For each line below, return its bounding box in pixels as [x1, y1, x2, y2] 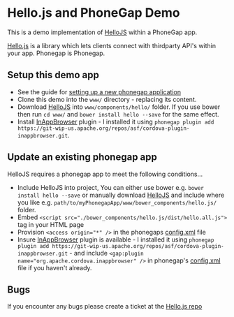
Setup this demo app [7, 69, 99, 81]
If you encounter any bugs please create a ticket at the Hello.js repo [7, 302, 203, 311]
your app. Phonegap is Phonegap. [7, 49, 105, 57]
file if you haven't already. [17, 263, 92, 272]
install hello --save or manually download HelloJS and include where [17, 191, 225, 199]
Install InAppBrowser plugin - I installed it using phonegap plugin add [17, 117, 214, 126]
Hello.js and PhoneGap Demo [7, 5, 180, 21]
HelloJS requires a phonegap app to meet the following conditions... [7, 170, 203, 178]
